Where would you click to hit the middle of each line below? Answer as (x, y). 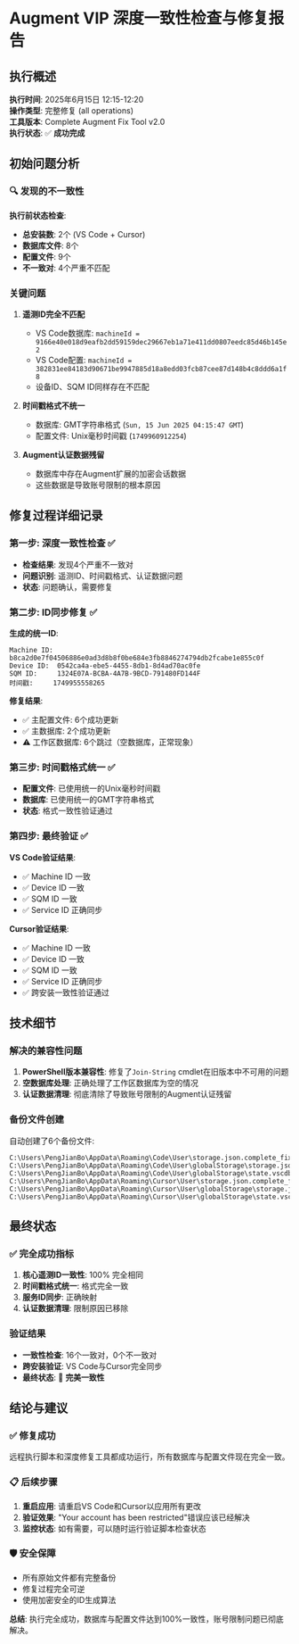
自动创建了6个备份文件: (52, 1141)
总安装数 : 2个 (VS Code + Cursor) (84, 234)
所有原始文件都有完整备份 (69, 1577)
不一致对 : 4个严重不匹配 (66, 268)
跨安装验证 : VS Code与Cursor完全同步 (92, 1366)
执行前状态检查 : (38, 215)
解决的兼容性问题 (46, 1050)
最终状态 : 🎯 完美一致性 (63, 1377)
